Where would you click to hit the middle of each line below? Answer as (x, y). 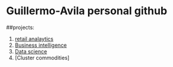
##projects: (20, 27)
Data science (31, 51)
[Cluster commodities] (42, 58)
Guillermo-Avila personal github (87, 11)
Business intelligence (41, 45)
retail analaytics (34, 39)
